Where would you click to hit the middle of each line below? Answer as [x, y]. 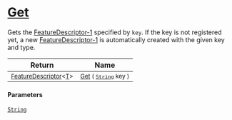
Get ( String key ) [105, 76]
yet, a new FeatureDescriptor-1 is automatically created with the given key [116, 39]
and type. [21, 47]
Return [42, 65]
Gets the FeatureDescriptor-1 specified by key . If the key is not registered [115, 32]
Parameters [25, 94]
